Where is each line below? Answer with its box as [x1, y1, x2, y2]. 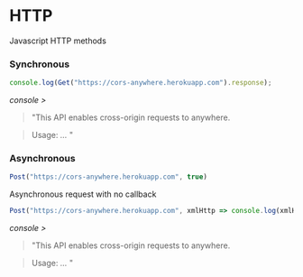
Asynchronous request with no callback [9, 189, 157, 199]
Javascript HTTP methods [9, 35, 106, 46]
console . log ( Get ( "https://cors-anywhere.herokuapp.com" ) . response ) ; [9, 78, 272, 88]
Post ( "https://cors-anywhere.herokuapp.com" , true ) [9, 172, 207, 181]
